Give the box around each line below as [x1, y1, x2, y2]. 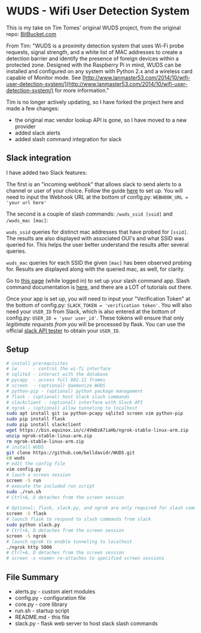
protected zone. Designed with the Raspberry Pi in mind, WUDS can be [6, 61, 182, 68]
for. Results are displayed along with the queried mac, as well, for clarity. [6, 265, 185, 273]
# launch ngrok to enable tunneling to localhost [6, 539, 133, 545]
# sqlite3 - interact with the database [6, 371, 109, 378]
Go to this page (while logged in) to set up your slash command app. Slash [6, 277, 190, 284]
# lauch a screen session [6, 472, 71, 478]
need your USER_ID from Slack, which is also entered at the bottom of [6, 307, 176, 315]
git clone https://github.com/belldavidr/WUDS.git [6, 449, 135, 456]
